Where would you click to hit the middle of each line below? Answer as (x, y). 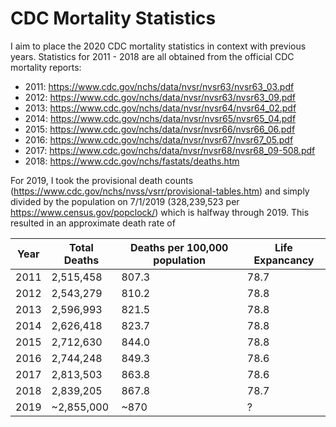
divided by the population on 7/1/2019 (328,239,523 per (125, 201)
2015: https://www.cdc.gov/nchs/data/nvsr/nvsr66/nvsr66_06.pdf (160, 129)
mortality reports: (46, 67)
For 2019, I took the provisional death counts (102, 180)
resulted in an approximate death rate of (93, 223)
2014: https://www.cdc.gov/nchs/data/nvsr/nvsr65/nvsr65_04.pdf (160, 118)
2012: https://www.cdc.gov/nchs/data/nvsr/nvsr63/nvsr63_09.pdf (160, 97)
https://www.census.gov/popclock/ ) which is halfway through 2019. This (160, 212)
